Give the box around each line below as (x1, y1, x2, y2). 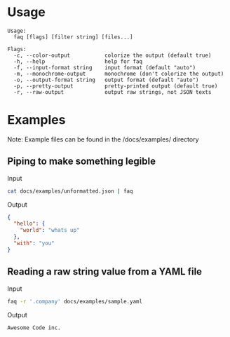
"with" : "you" (13, 240, 55, 247)
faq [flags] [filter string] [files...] (13, 33, 133, 41)
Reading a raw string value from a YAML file (7, 266, 202, 277)
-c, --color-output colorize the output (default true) (13, 52, 212, 59)
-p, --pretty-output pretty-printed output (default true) (13, 82, 218, 90)
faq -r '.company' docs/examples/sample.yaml (7, 298, 142, 305)
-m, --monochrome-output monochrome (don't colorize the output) (13, 70, 224, 77)
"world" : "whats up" (20, 227, 80, 234)
